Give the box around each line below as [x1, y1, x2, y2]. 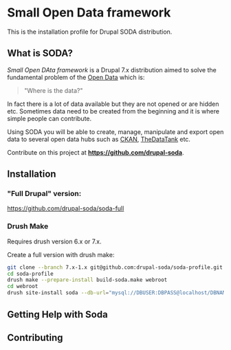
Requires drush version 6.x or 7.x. [7, 237, 102, 245]
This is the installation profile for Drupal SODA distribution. [7, 28, 173, 36]
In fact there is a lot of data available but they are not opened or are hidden [7, 100, 219, 108]
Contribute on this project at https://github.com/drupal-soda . [7, 148, 184, 156]
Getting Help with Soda [7, 308, 108, 320]
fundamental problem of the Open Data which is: [7, 73, 145, 81]
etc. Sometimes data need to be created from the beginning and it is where [7, 107, 220, 115]
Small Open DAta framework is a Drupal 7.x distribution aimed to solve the [7, 65, 217, 74]
